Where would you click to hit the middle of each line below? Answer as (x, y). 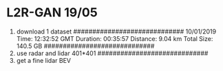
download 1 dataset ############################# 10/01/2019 (116, 31)
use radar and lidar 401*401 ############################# (112, 53)
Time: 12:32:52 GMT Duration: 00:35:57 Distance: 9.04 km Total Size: (115, 38)
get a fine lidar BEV (44, 60)
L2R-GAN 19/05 (52, 13)
